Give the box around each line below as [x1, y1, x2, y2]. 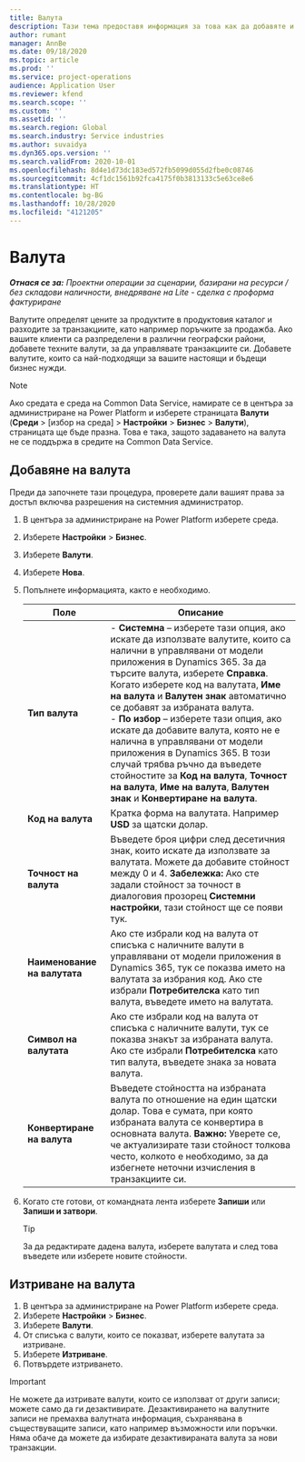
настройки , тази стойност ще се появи [110, 901, 283, 914]
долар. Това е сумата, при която [110, 1104, 253, 1117]
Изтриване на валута [9, 1277, 136, 1292]
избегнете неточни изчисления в [110, 1161, 256, 1174]
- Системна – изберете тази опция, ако [110, 621, 286, 634]
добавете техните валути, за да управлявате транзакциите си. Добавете [9, 343, 292, 354]
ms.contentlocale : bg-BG [9, 191, 103, 200]
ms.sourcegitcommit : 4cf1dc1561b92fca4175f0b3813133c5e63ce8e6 [9, 174, 254, 183]
